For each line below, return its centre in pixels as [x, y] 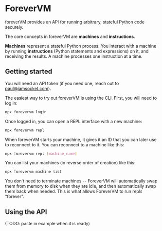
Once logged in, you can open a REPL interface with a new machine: [74, 121]
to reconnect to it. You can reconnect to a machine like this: [65, 144]
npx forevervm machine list [34, 172]
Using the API [26, 212]
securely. [14, 27]
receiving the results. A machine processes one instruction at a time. [74, 56]
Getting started [29, 72]
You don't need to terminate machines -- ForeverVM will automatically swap [81, 181]
